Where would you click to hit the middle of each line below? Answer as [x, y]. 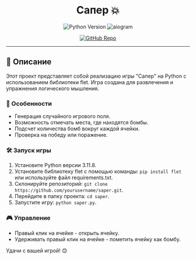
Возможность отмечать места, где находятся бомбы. [81, 123]
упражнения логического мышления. [52, 88]
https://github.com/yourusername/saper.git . [69, 190]
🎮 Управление [28, 218]
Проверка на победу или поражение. [61, 135]
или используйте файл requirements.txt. [64, 178]
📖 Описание [29, 62]
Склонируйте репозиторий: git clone [61, 184]
